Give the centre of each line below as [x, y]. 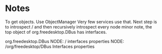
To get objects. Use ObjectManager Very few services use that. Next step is [81, 22]
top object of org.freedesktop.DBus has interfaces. [56, 32]
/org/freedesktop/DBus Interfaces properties [50, 46]
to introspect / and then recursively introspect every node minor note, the [79, 27]
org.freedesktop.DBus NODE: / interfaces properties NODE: [65, 41]
